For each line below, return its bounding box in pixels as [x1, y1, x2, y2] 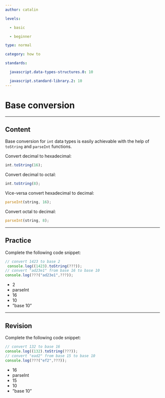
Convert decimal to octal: [5, 172, 56, 178]
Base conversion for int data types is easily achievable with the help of [5, 139, 150, 145]
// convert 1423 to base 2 [5, 259, 60, 264]
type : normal [5, 43, 32, 48]
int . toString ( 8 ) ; [5, 181, 41, 186]
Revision [5, 322, 32, 330]
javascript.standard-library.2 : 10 [9, 78, 82, 83]
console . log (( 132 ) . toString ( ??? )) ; [5, 349, 78, 354]
